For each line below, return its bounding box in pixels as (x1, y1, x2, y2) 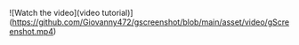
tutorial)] (101, 8, 133, 18)
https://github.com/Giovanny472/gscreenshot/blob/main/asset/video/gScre (12, 17, 290, 27)
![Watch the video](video (9, 8, 101, 18)
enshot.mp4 (9, 26, 53, 36)
